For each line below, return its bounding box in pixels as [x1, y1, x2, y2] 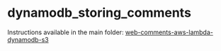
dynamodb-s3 [7, 35, 49, 43]
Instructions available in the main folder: [7, 28, 124, 36]
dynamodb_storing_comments [7, 5, 191, 21]
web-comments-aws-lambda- [125, 28, 214, 36]
